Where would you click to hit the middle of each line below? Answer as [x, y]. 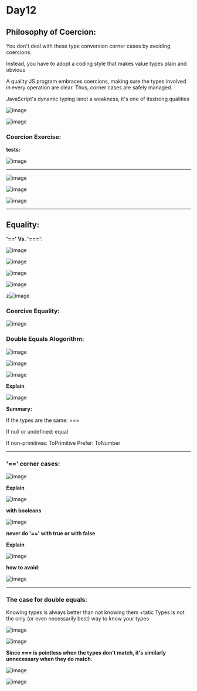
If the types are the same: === [43, 420]
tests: [13, 150]
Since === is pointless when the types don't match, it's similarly [86, 653]
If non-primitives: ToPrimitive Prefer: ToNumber [63, 443]
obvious [16, 70]
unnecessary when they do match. [49, 659]
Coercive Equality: [33, 311]
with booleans [24, 511]
